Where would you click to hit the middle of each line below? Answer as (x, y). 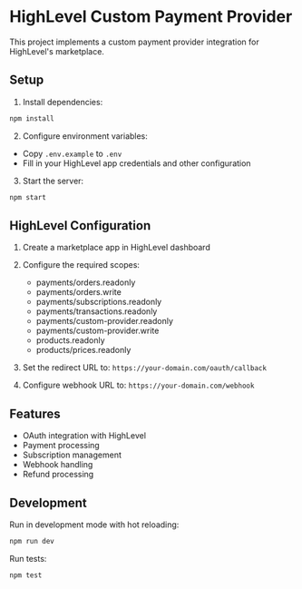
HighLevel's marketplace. (57, 51)
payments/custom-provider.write (97, 331)
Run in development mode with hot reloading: (94, 525)
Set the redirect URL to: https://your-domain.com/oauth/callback (145, 368)
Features (35, 413)
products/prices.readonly (83, 350)
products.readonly (71, 340)
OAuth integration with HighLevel (84, 436)
